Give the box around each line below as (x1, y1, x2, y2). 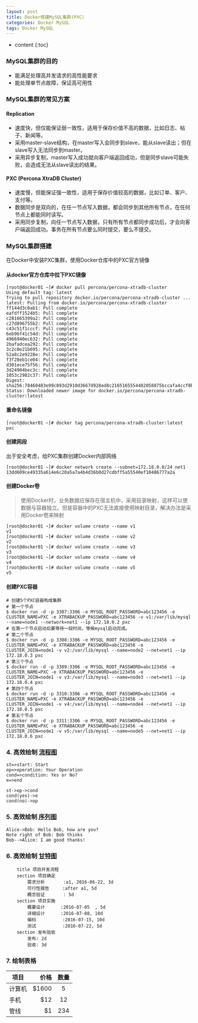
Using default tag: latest (6, 290, 72, 296)
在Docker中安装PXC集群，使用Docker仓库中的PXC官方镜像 (6, 256, 150, 263)
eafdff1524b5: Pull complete (6, 311, 78, 317)
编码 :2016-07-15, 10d (27, 917, 105, 923)
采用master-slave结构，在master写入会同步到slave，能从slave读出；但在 (14, 139, 192, 146)
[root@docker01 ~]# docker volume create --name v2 (6, 533, 136, 539)
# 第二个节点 (6, 632, 34, 638)
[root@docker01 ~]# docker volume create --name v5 (6, 565, 136, 571)
